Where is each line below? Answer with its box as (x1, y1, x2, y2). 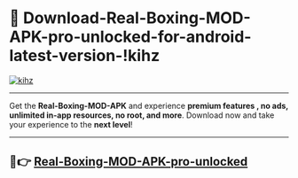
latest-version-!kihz (9, 46, 161, 66)
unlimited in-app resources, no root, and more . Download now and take (9, 110, 275, 120)
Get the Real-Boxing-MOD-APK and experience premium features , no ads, (9, 100, 289, 111)
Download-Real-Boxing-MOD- (23, 8, 251, 28)
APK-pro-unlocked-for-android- (9, 27, 252, 47)
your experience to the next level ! (9, 119, 133, 129)
